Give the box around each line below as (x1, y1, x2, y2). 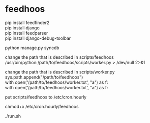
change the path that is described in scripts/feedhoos (5, 54, 114, 60)
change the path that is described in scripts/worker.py (5, 69, 115, 74)
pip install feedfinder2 (5, 20, 50, 25)
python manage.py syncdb (5, 45, 60, 50)
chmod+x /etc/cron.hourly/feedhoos (5, 103, 79, 109)
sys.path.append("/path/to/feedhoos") (5, 74, 83, 80)
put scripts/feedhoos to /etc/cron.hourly (5, 94, 87, 100)
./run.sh (5, 113, 21, 119)
